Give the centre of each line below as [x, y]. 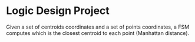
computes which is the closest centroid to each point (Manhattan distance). [98, 33]
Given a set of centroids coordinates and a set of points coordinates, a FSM [98, 27]
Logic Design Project [58, 11]
